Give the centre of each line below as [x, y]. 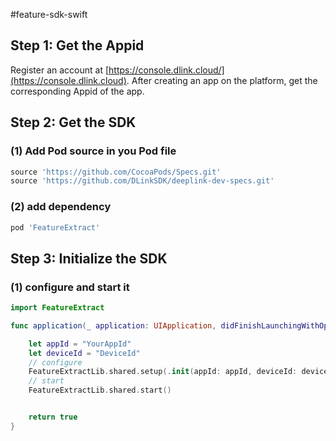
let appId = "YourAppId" [80, 344]
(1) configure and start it [70, 287]
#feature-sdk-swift [49, 14]
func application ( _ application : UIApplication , [113, 325]
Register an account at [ [60, 70]
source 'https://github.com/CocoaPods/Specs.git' [116, 172]
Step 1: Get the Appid [77, 45]
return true [53, 417]
